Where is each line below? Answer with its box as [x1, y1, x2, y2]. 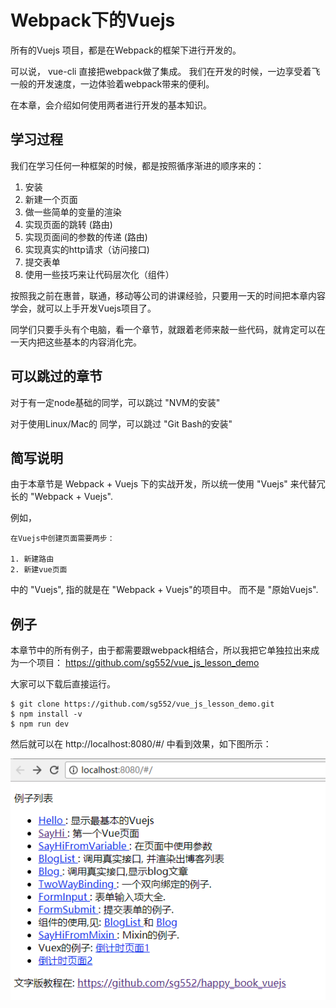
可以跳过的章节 [10, 368, 103, 385]
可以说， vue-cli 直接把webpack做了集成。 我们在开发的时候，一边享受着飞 [10, 65, 321, 77]
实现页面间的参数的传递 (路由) [24, 231, 148, 243]
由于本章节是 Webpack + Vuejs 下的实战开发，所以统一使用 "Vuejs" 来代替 [10, 478, 317, 490]
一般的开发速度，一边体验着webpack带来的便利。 [10, 77, 215, 90]
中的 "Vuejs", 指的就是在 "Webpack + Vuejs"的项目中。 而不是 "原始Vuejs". [10, 584, 319, 596]
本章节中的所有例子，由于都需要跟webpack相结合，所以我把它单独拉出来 [10, 644, 312, 656]
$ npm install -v [10, 709, 83, 720]
